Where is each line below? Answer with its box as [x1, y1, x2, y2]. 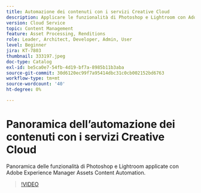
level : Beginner [6, 42, 47, 48]
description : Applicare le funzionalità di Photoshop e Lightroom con [6, 14, 186, 20]
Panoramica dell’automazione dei [6, 118, 175, 131]
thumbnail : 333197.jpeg [6, 53, 66, 59]
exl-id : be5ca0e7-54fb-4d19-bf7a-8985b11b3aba [6, 64, 124, 71]
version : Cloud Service [6, 20, 66, 26]
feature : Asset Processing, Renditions [6, 31, 106, 37]
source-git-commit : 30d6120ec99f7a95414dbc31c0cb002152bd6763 [6, 70, 165, 76]
